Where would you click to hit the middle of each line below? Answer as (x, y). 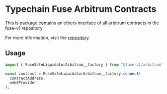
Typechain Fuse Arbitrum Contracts (81, 9)
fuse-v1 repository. (24, 28)
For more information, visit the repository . (48, 38)
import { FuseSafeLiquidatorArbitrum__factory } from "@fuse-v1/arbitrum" (84, 65)
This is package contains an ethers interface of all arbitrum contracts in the (82, 23)
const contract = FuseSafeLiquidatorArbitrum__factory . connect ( (73, 73)
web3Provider (23, 83)
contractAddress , (28, 78)
